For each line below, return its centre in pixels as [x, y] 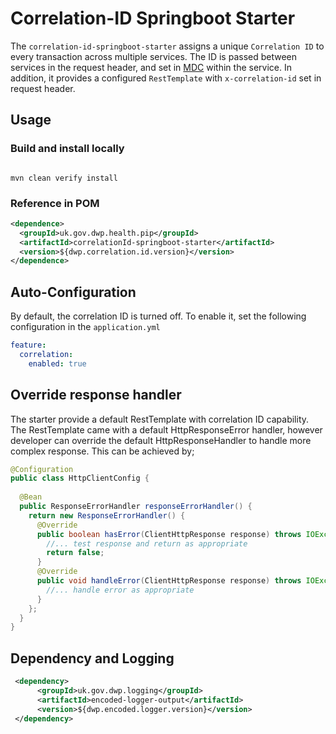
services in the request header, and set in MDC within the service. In [151, 67]
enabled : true [57, 363]
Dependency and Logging [92, 658]
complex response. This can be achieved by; [102, 451]
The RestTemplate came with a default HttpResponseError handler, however [166, 429]
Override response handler [96, 395]
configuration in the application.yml [85, 327]
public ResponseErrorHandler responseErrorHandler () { [136, 507]
